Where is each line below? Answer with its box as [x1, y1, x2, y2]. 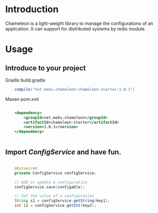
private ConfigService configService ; [14, 170, 97, 175]
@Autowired [14, 166, 38, 171]
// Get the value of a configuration [14, 194, 94, 199]
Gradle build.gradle [5, 77, 46, 83]
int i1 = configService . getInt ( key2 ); [14, 203, 97, 208]
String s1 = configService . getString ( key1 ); [14, 198, 110, 203]
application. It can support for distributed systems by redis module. [5, 25, 146, 31]
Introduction [5, 4, 59, 15]
